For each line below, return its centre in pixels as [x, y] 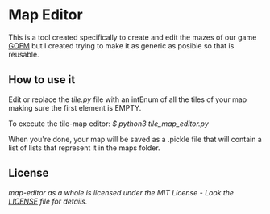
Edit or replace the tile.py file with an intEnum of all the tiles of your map [128, 99]
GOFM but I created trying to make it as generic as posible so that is [121, 45]
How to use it [42, 80]
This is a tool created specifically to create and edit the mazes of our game [133, 37]
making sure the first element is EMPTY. [75, 107]
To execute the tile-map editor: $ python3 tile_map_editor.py [109, 124]
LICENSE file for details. [48, 201]
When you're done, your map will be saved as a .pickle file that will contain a [135, 139]
